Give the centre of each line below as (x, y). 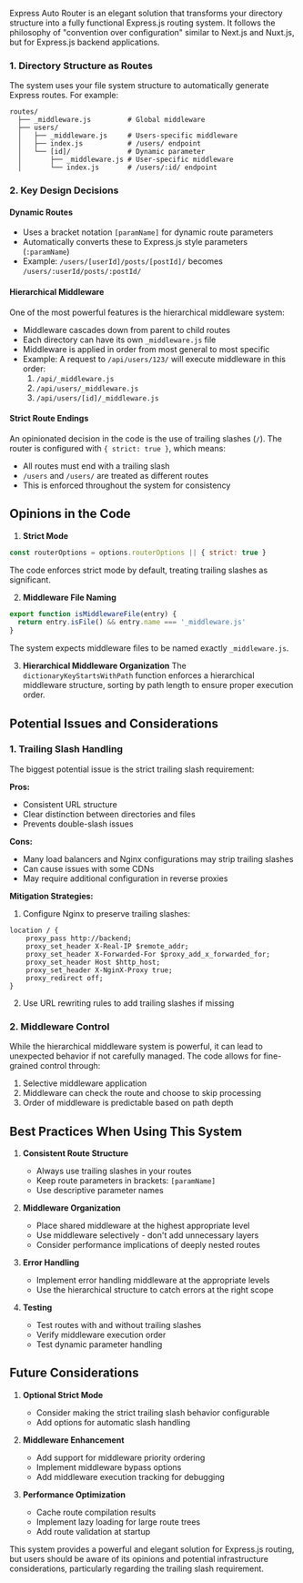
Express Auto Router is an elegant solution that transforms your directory (146, 13)
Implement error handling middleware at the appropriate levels (153, 1280)
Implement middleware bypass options (109, 1467)
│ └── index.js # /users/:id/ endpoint (118, 167)
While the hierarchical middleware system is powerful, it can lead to (136, 1047)
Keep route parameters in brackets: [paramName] (126, 1180)
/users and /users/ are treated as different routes (116, 475)
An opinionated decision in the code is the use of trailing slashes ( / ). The (146, 438)
